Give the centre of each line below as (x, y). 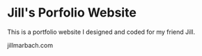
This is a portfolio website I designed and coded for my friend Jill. (101, 32)
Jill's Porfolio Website (72, 13)
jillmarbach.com (30, 45)
